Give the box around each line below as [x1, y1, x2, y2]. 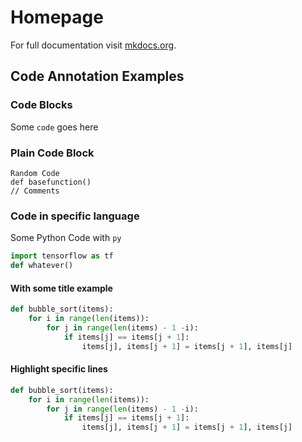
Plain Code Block [10, 146, 95, 160]
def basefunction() [10, 177, 92, 187]
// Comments [10, 186, 60, 196]
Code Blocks [10, 98, 73, 112]
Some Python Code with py [10, 232, 122, 244]
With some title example [10, 282, 113, 294]
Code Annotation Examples [10, 68, 185, 85]
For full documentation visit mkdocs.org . [10, 39, 177, 51]
